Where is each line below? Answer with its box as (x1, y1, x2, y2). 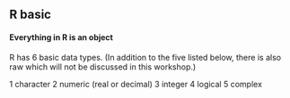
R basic (9, 7, 52, 22)
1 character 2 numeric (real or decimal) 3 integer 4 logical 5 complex (9, 78, 263, 89)
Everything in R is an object (9, 31, 114, 43)
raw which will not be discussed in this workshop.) (9, 61, 197, 72)
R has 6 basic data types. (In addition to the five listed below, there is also (9, 52, 281, 62)
